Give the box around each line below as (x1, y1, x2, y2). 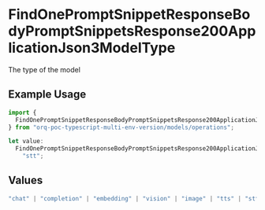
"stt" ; (22, 152, 44, 160)
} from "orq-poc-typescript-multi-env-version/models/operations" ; (8, 123, 235, 131)
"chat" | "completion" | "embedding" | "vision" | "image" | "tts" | (8, 194, 242, 202)
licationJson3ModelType (8, 39, 176, 57)
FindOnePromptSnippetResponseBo (8, 6, 251, 24)
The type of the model (8, 64, 81, 74)
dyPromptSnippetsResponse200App (8, 22, 256, 40)
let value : (8, 138, 44, 146)
